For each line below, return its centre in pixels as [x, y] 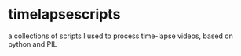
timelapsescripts [64, 14]
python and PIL [33, 44]
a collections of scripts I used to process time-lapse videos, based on [121, 36]
